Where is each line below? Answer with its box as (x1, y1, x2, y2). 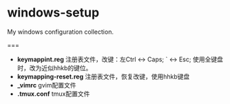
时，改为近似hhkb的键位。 (17, 63, 92, 72)
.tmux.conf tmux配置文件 (17, 90, 90, 98)
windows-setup (7, 5, 100, 21)
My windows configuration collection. (7, 28, 114, 36)
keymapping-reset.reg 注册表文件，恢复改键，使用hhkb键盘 (17, 72, 190, 81)
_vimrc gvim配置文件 (17, 81, 76, 89)
